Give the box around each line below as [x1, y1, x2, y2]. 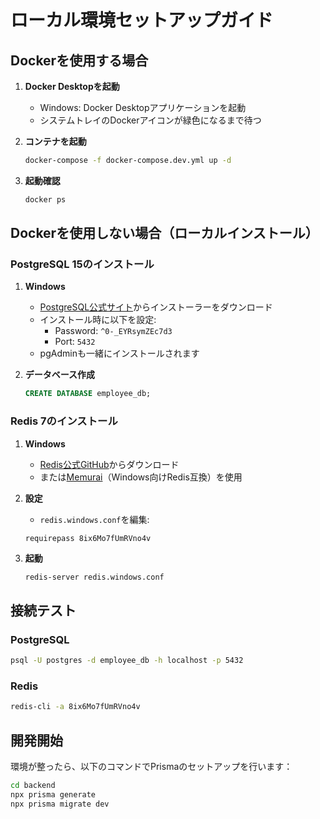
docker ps [24, 194, 67, 205]
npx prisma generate [10, 789, 97, 800]
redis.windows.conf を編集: [39, 513, 150, 525]
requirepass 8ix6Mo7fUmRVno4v [24, 533, 152, 543]
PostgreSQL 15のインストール [10, 257, 155, 271]
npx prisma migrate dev [10, 799, 110, 809]
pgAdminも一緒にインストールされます [39, 347, 200, 360]
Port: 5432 [54, 336, 96, 348]
